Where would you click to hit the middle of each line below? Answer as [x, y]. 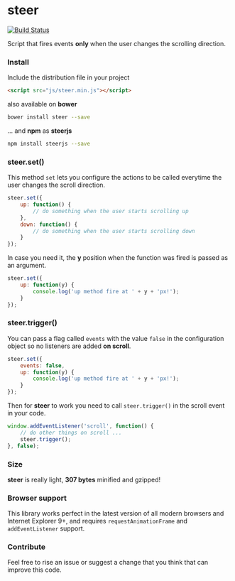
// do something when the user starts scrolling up [111, 211]
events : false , [43, 365]
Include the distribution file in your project [69, 77]
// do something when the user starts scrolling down [114, 231]
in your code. [27, 413]
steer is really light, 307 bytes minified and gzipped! [84, 479]
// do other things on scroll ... [71, 433]
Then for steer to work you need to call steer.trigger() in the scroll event [116, 406]
